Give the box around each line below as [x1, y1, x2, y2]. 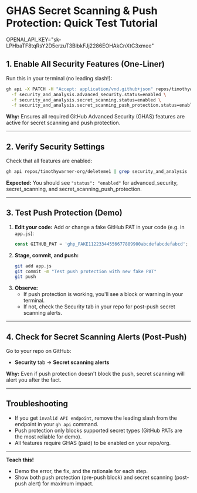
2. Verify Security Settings [6, 142, 105, 152]
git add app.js [14, 263, 52, 269]
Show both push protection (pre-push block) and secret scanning [14, 474, 173, 481]
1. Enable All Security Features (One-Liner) [6, 59, 165, 69]
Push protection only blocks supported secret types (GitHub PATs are [14, 427, 183, 434]
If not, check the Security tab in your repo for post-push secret [23, 303, 176, 310]
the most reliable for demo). [14, 433, 82, 440]
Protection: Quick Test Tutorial [6, 16, 158, 30]
